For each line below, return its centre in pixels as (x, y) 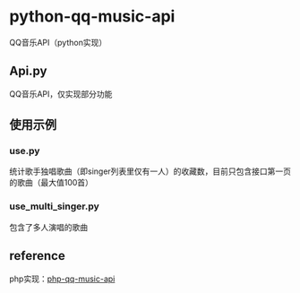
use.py (25, 151)
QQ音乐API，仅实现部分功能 (61, 94)
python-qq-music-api (92, 17)
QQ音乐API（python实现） (58, 42)
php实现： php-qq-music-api (62, 279)
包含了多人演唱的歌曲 (48, 227)
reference (37, 256)
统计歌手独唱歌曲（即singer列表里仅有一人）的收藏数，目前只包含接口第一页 (150, 171)
